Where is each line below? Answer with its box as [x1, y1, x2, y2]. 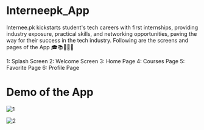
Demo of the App [6, 86, 94, 99]
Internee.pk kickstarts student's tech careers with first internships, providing [6, 24, 199, 31]
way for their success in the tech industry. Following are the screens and [6, 36, 189, 44]
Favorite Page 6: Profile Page [6, 64, 80, 71]
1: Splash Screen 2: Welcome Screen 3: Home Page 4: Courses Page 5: [6, 57, 185, 64]
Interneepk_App [6, 4, 90, 18]
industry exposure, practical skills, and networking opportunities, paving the [6, 30, 197, 37]
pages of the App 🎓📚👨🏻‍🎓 [6, 43, 74, 50]
